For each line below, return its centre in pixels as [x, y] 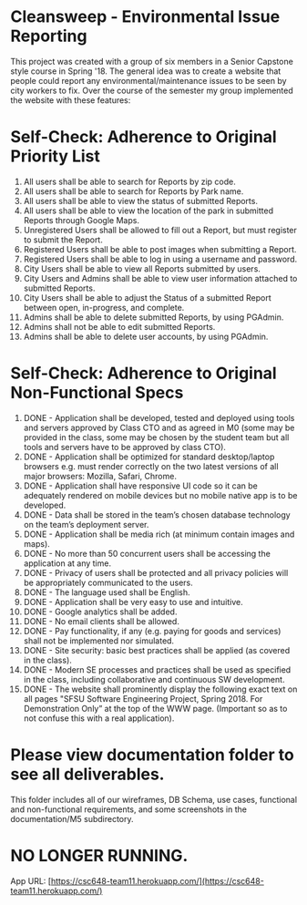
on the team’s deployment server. [86, 524]
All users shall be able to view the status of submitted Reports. [141, 201]
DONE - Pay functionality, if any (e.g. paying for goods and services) [152, 631]
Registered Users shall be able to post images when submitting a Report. [160, 249]
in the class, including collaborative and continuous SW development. [154, 679]
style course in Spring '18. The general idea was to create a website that [146, 71]
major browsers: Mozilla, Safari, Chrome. [100, 476]
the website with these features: [71, 100]
